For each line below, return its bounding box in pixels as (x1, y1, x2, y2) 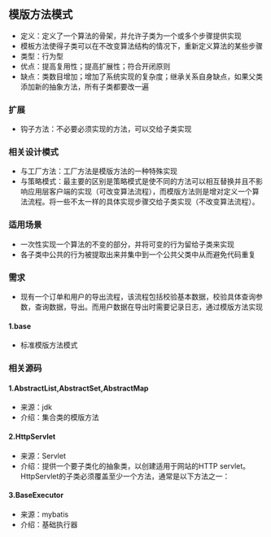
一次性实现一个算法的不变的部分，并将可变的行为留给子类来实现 (20, 239, 234, 249)
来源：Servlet (20, 451, 67, 461)
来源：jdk (20, 402, 53, 413)
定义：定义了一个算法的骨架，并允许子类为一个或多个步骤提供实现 (20, 31, 242, 41)
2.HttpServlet (8, 431, 56, 441)
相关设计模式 (8, 146, 59, 158)
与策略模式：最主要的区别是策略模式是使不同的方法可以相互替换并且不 (20, 177, 256, 186)
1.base (8, 321, 31, 331)
